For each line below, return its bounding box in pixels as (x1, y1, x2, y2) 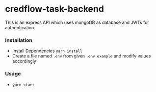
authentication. (5, 24, 36, 30)
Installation (5, 37, 33, 43)
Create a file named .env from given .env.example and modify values (12, 53, 151, 59)
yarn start (12, 82, 35, 87)
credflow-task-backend (5, 3, 104, 15)
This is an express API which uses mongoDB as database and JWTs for (5, 19, 150, 25)
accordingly (12, 58, 37, 64)
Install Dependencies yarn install (12, 48, 82, 54)
